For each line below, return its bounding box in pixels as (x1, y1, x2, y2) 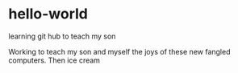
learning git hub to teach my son (8, 31, 116, 41)
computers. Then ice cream (8, 55, 101, 65)
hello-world (8, 5, 89, 23)
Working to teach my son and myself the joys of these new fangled (8, 47, 231, 56)
